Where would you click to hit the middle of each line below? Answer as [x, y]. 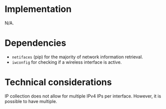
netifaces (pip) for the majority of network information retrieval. [77, 57]
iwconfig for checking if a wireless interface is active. [67, 62]
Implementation [38, 9]
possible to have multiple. [31, 101]
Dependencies [35, 43]
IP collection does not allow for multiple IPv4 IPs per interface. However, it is [83, 96]
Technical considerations [58, 82]
